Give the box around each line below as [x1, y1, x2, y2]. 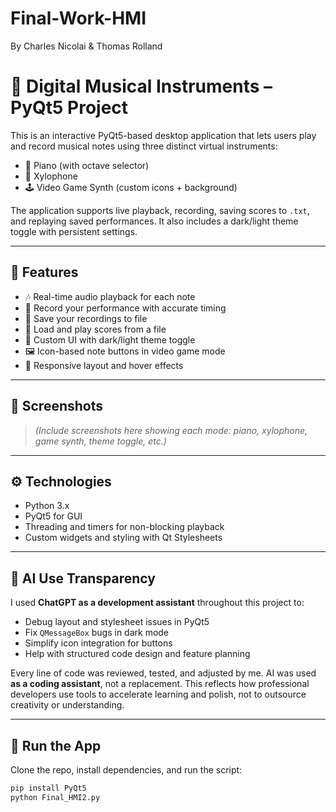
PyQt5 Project [10, 97, 129, 119]
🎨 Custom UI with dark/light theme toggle [24, 333, 196, 346]
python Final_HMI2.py [10, 792, 101, 802]
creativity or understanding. [10, 699, 125, 711]
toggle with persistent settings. [10, 225, 138, 237]
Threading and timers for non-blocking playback [24, 521, 225, 533]
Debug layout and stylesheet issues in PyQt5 [24, 616, 210, 628]
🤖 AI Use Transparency [10, 570, 156, 587]
